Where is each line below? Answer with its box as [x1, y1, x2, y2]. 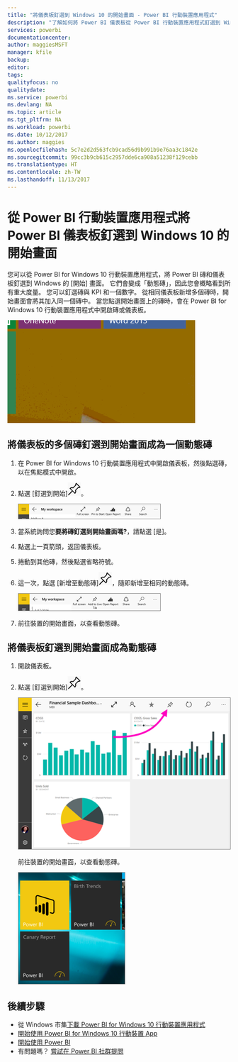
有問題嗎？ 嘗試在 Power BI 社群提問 [17, 1046, 124, 1055]
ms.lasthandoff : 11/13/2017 [7, 176, 91, 184]
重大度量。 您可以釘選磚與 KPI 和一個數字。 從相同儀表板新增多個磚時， [13, 287, 223, 296]
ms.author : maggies [7, 138, 65, 145]
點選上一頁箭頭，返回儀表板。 [17, 542, 105, 551]
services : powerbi [7, 26, 62, 33]
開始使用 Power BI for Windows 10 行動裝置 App [17, 1029, 158, 1037]
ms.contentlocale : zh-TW [7, 169, 81, 176]
